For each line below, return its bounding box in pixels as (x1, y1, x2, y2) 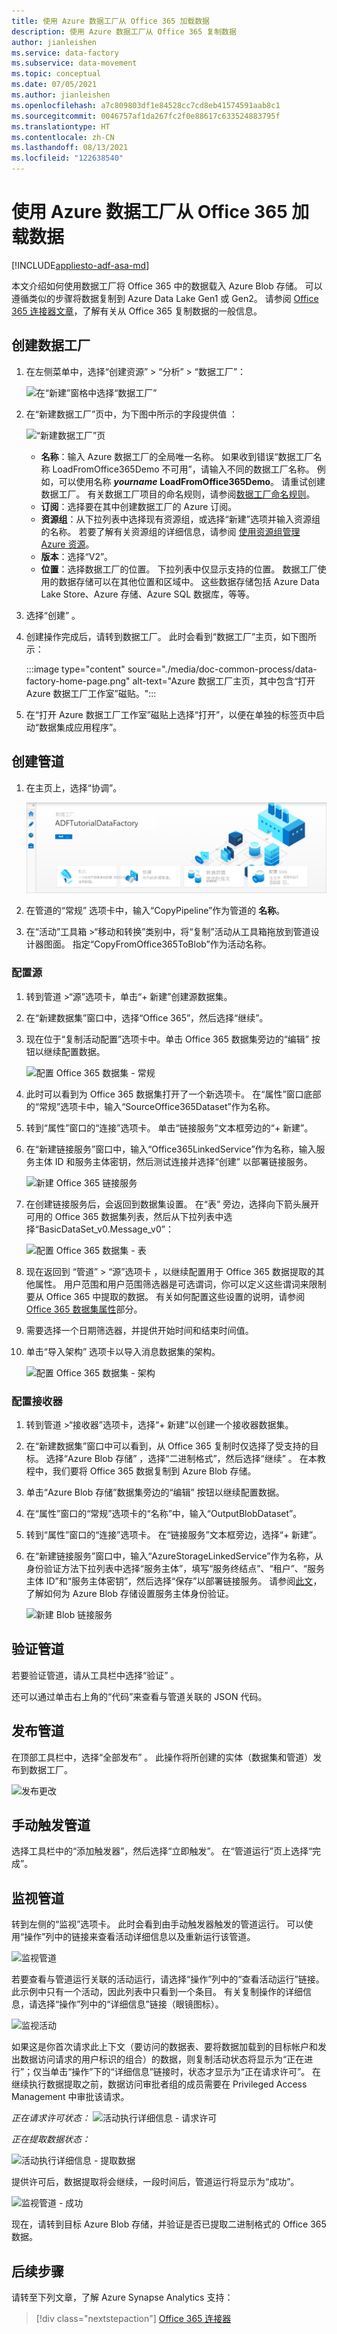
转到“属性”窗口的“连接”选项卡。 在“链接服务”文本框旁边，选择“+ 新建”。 (25, 1528, 323, 1540)
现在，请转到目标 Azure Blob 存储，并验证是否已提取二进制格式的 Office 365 (11, 2218, 327, 2230)
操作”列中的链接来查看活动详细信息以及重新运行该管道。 (24, 1931, 256, 1943)
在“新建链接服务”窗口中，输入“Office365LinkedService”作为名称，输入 (25, 1143, 317, 1155)
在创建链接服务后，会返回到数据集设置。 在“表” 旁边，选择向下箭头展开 (25, 1198, 320, 1210)
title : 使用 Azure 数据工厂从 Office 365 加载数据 (11, 16, 210, 26)
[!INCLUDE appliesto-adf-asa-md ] (11, 259, 150, 271)
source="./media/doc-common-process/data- (127, 663, 318, 675)
